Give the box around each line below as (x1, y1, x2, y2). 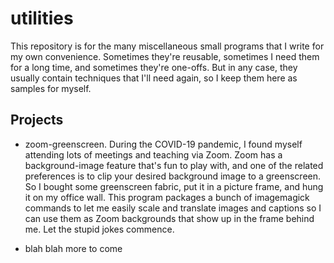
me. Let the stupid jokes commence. (24, 223, 175, 235)
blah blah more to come (24, 242, 123, 254)
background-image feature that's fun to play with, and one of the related (24, 159, 324, 171)
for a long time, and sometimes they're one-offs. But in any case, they (10, 61, 298, 73)
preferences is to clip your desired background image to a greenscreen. (24, 170, 322, 182)
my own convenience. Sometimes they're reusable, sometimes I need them (10, 50, 320, 62)
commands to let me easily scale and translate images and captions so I (24, 202, 322, 214)
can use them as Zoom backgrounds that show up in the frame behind (24, 212, 315, 224)
